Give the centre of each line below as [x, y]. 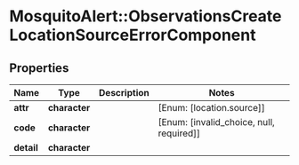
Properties [39, 68]
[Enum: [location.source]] [211, 108]
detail [26, 148]
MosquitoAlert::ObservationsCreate [145, 16]
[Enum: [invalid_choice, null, [217, 122]
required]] [179, 133]
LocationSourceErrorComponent [133, 35]
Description [124, 93]
